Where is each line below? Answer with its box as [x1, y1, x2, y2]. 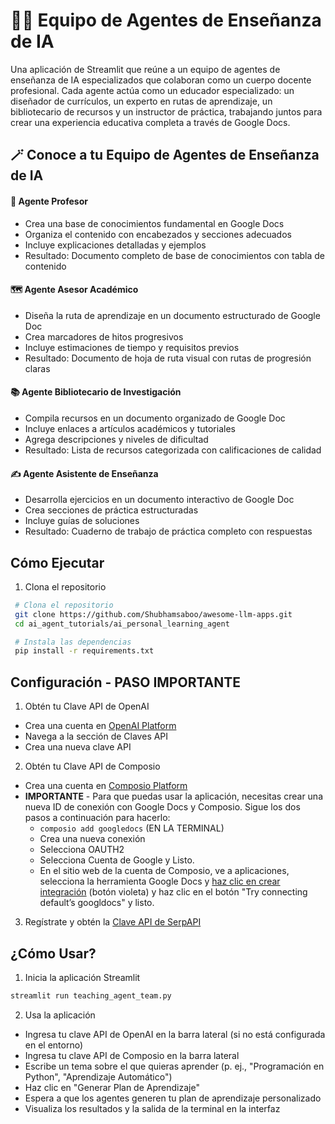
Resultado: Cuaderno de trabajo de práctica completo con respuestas [24, 525, 313, 538]
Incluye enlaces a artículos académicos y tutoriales [24, 422, 236, 434]
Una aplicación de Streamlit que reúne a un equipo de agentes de [10, 63, 281, 75]
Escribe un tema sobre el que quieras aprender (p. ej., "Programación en [24, 1060, 325, 1072]
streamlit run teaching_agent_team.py [10, 990, 172, 1001]
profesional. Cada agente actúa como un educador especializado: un [10, 84, 295, 96]
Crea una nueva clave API [24, 741, 132, 753]
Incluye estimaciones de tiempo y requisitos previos [24, 341, 240, 353]
